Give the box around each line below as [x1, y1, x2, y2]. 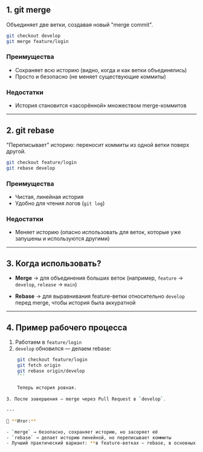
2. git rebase [6, 125, 54, 135]
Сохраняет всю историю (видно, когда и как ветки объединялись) [14, 66, 187, 73]
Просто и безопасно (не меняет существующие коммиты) [14, 73, 166, 80]
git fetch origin [17, 362, 61, 368]
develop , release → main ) [14, 281, 77, 288]
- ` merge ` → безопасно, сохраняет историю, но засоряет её [6, 429, 158, 435]
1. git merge [6, 5, 51, 15]
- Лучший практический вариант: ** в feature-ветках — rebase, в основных [6, 440, 196, 447]
